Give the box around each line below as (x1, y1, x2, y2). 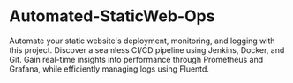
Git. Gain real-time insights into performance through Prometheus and (9, 54, 264, 64)
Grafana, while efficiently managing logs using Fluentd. (9, 64, 210, 74)
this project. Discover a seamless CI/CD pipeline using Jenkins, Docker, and (9, 44, 285, 55)
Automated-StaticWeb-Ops (9, 6, 215, 26)
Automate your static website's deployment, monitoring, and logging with (9, 35, 275, 46)
